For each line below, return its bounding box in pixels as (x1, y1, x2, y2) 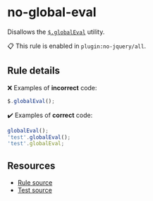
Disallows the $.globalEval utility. (7, 28, 105, 36)
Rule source (17, 178, 53, 187)
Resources (7, 159, 56, 171)
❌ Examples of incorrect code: (7, 83, 97, 92)
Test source (17, 186, 53, 195)
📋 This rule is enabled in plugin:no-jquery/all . (7, 42, 147, 50)
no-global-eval (7, 4, 97, 20)
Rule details (7, 65, 60, 77)
